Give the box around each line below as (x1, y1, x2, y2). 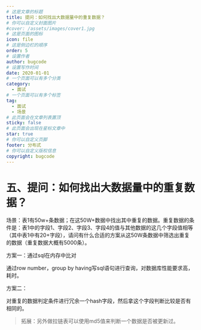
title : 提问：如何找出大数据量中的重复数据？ (6, 14, 106, 20)
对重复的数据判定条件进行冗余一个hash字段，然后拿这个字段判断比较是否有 (6, 297, 191, 305)
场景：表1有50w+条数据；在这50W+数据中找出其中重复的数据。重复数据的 (6, 216, 190, 224)
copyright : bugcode (6, 153, 55, 159)
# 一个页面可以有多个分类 (6, 75, 61, 81)
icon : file (6, 36, 33, 42)
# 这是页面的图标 (6, 31, 43, 37)
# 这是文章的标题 (6, 8, 43, 15)
